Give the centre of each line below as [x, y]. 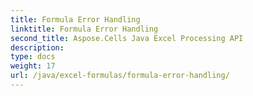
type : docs [33, 57]
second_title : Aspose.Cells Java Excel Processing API [127, 38]
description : [37, 47]
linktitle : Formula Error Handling [84, 29]
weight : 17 [33, 66]
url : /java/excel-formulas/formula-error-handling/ [120, 76]
